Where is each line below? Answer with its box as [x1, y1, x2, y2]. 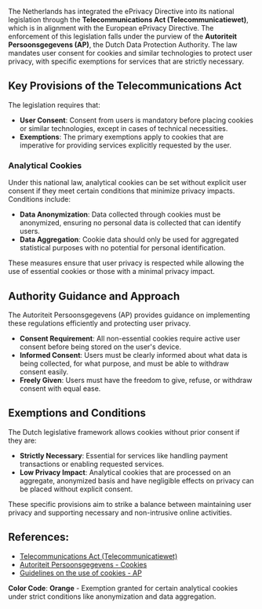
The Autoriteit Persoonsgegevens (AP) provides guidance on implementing [8, 310, 250, 319]
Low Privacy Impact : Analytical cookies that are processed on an [19, 467, 231, 477]
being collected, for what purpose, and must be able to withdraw [19, 359, 229, 368]
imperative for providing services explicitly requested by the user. [19, 140, 232, 150]
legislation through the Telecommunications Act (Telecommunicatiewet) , [8, 15, 249, 24]
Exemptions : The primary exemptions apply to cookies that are [19, 132, 224, 141]
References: [8, 531, 69, 544]
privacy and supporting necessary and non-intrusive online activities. [8, 508, 232, 517]
